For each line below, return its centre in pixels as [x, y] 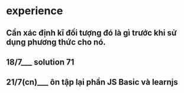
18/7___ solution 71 [40, 62]
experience [35, 11]
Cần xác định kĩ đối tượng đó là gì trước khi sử [91, 33]
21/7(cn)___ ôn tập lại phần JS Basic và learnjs [92, 82]
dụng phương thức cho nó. [56, 42]
